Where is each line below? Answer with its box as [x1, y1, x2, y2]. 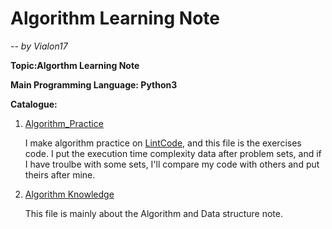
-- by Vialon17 [10, 40, 68, 52]
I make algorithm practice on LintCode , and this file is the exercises [24, 137, 302, 149]
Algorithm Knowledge [24, 188, 115, 200]
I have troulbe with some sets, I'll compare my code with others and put [24, 158, 320, 170]
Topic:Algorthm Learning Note [10, 59, 140, 71]
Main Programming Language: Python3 [10, 78, 178, 91]
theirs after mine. [24, 168, 96, 181]
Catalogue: [10, 98, 58, 110]
